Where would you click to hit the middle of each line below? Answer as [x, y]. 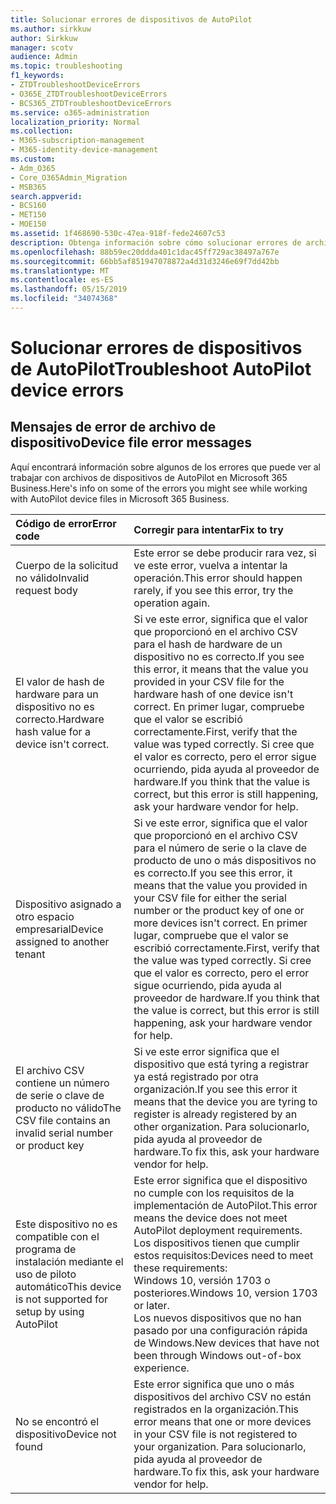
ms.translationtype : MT [60, 271]
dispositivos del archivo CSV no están [222, 1396]
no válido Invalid [52, 578]
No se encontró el [57, 1421]
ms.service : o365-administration [80, 112]
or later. [151, 1305]
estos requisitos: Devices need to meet [223, 1255]
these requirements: [180, 1268]
